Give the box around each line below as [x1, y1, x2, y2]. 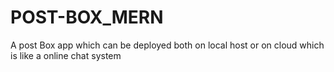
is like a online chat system [10, 49, 122, 61]
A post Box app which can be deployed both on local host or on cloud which [10, 39, 325, 51]
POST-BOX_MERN [10, 6, 164, 29]
